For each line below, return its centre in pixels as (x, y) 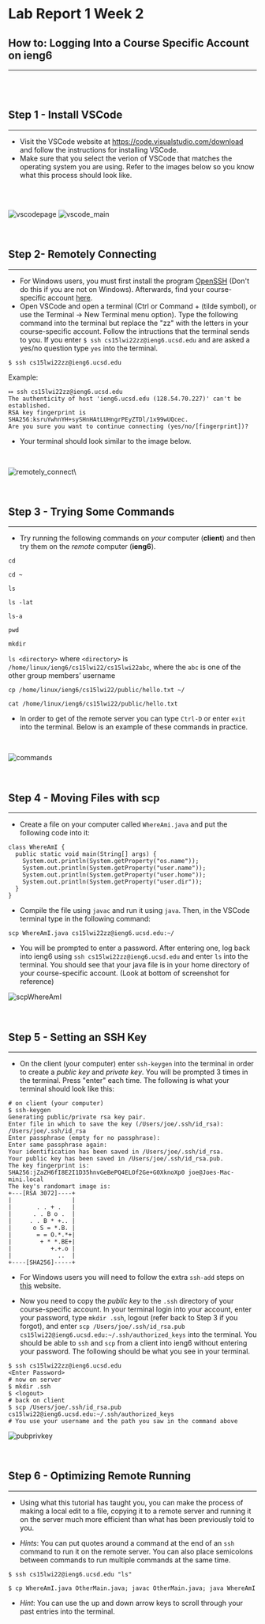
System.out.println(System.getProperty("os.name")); (111, 861)
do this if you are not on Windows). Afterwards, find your (112, 289)
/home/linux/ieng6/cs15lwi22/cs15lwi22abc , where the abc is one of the (125, 667)
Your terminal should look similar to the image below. (105, 441)
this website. (40, 1285)
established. (30, 405)
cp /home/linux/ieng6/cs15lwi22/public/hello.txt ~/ (97, 690)
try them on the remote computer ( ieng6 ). (88, 547)
